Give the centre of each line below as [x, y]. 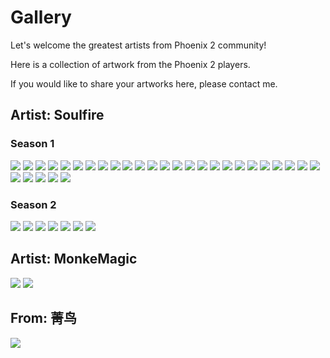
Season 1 [32, 144]
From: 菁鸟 [43, 318]
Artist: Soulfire [57, 115]
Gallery [41, 17]
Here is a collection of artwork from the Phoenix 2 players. [130, 64]
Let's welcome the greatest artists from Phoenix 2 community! [138, 45]
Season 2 [33, 204]
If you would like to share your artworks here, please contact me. [144, 83]
